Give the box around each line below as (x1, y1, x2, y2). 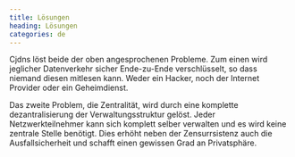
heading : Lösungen (9, 21, 78, 30)
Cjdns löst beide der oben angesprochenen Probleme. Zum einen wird (9, 54, 268, 65)
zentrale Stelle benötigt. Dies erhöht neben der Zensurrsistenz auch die (9, 128, 273, 139)
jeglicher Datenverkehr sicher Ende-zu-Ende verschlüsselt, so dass (9, 63, 257, 74)
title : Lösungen (9, 12, 70, 22)
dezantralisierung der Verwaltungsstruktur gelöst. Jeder (9, 109, 216, 120)
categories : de (9, 29, 66, 38)
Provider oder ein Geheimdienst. (9, 82, 129, 94)
